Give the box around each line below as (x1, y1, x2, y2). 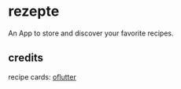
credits (8, 51, 44, 65)
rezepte (8, 2, 60, 20)
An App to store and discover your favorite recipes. (8, 28, 174, 38)
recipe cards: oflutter (8, 72, 76, 81)
